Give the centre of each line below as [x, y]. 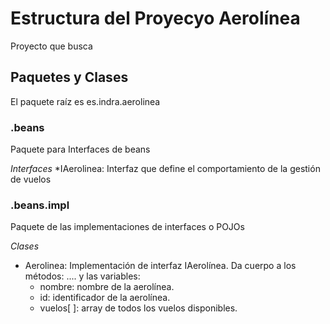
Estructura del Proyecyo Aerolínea [155, 18]
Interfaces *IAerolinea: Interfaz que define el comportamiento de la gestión [165, 169]
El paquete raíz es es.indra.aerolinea [85, 101]
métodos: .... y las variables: [82, 276]
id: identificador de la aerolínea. [105, 298]
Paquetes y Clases [69, 77]
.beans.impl [40, 205]
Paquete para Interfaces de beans [80, 149]
